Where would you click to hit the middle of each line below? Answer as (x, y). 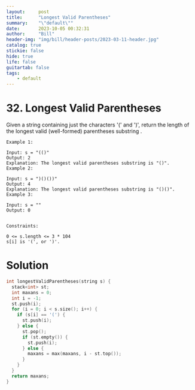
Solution (28, 266)
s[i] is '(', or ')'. (33, 242)
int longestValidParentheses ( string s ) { (59, 282)
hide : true (20, 56)
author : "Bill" (31, 34)
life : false (21, 62)
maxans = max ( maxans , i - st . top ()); (74, 354)
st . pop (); (34, 331)
